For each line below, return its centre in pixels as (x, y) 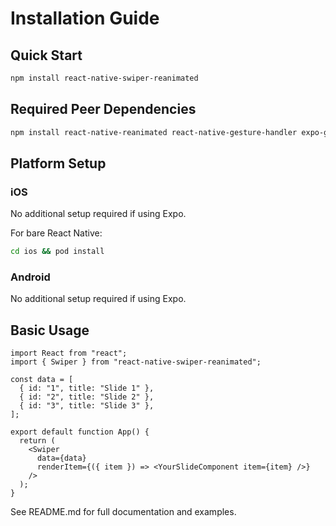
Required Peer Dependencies (103, 109)
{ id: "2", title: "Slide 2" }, (87, 397)
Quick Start (46, 55)
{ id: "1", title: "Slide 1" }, (87, 388)
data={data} (61, 458)
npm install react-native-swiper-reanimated (104, 78)
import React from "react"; (69, 353)
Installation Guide (85, 18)
